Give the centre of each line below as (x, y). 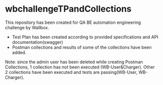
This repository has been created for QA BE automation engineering (73, 22)
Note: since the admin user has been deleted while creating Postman (74, 62)
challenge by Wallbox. (27, 27)
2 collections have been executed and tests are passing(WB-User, (71, 72)
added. (19, 52)
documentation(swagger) (37, 42)
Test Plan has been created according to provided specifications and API (85, 37)
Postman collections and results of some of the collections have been (82, 47)
